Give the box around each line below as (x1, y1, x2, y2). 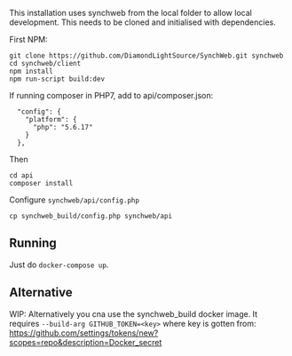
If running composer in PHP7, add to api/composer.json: (9, 91, 214, 100)
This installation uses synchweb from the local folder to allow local (9, 8, 253, 18)
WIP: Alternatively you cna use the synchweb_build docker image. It (9, 308, 258, 319)
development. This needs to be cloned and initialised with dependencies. (9, 17, 277, 28)
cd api (9, 171, 34, 180)
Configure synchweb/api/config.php (9, 194, 140, 205)
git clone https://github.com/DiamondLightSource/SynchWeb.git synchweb (9, 51, 284, 60)
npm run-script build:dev (9, 75, 105, 83)
